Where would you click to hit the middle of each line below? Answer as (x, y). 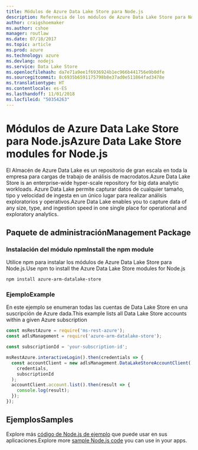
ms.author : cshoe (27, 28)
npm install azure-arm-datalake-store (54, 279)
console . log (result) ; (43, 390)
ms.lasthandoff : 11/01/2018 (41, 94)
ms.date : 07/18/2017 (32, 39)
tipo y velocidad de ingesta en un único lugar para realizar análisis (86, 195)
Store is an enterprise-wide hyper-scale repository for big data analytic (93, 182)
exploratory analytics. (32, 214)
